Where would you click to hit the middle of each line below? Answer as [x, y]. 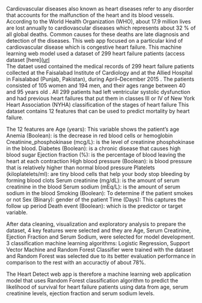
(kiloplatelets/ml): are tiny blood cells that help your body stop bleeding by [98, 174]
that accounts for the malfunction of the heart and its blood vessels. [90, 15]
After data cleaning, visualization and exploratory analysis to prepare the [96, 224]
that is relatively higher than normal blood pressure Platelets [81, 167]
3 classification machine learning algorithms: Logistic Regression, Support [98, 243]
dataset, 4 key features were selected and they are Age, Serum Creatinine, [99, 230]
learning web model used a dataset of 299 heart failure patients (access [96, 53]
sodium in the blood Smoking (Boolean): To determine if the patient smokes [100, 193]
